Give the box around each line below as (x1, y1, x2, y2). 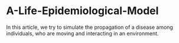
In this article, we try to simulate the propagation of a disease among (6, 24, 173, 31)
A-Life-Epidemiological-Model (6, 4, 159, 18)
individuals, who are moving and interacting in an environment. (6, 29, 159, 37)
